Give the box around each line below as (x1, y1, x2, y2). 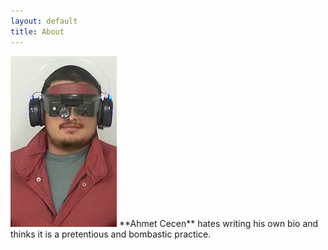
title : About (10, 26, 65, 37)
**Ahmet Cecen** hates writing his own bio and (118, 217, 319, 229)
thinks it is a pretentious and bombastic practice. (10, 228, 212, 240)
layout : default (10, 16, 78, 26)
